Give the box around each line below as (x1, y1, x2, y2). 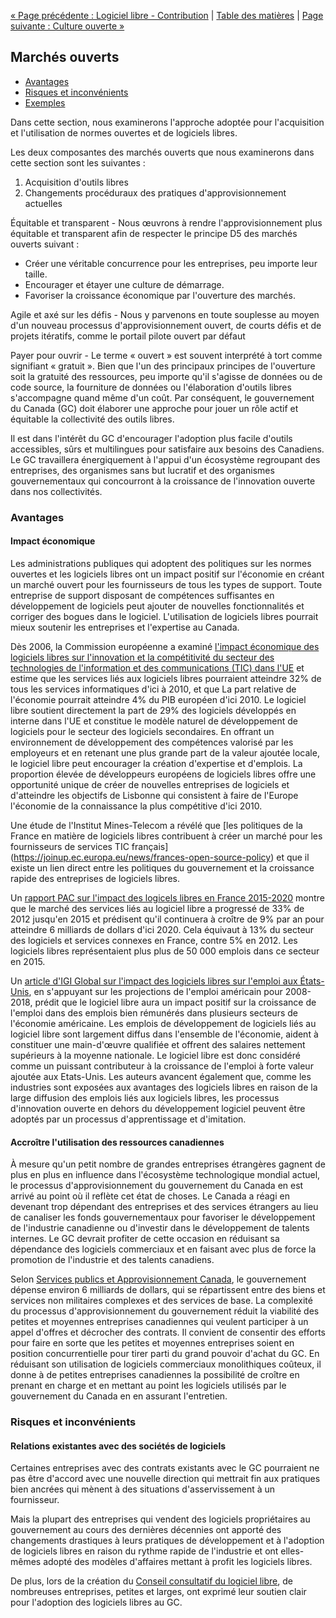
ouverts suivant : (10, 238, 80, 250)
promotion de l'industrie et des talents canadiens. (10, 1254, 215, 1266)
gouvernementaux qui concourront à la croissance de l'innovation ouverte (10, 475, 316, 487)
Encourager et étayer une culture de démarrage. (24, 278, 225, 290)
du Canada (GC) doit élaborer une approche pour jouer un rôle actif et (10, 402, 299, 414)
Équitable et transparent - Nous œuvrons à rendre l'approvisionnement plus (10, 216, 323, 229)
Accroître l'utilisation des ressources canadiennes (10, 1136, 225, 1148)
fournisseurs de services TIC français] (10, 840, 169, 852)
